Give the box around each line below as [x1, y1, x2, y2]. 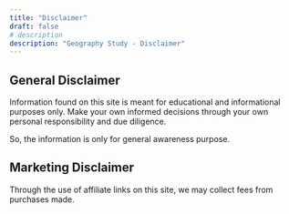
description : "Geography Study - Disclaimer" [9, 38, 185, 48]
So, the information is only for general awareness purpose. [9, 134, 231, 145]
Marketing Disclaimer [9, 160, 135, 176]
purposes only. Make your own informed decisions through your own [9, 107, 269, 117]
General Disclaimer [9, 72, 120, 87]
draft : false [9, 22, 59, 31]
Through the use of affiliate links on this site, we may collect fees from [9, 184, 274, 195]
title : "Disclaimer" [9, 13, 88, 23]
